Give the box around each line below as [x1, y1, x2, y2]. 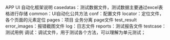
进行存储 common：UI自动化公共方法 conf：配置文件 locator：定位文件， [9, 10, 164, 16]
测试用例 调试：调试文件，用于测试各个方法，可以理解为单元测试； [5, 29, 146, 35]
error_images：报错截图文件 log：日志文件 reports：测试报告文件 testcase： [5, 23, 166, 29]
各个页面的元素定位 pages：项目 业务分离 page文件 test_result [5, 17, 137, 22]
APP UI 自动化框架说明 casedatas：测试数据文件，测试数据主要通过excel [5, 4, 159, 10]
